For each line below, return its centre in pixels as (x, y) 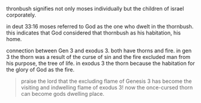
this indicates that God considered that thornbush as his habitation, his (94, 33)
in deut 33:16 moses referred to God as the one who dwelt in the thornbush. (100, 26)
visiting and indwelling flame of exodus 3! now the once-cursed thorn (107, 88)
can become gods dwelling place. (63, 94)
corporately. (21, 15)
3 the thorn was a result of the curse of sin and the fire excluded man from (98, 57)
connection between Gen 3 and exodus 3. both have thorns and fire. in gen (99, 51)
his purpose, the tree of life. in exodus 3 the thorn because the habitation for (100, 63)
